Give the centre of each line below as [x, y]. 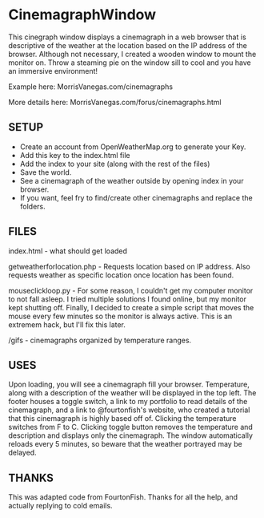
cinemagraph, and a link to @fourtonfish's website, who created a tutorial [129, 410]
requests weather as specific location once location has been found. [121, 275]
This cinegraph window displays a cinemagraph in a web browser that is [127, 37]
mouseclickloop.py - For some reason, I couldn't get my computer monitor [131, 290]
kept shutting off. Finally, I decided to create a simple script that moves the [131, 307]
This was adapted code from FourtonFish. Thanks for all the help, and [123, 497]
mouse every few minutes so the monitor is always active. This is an [120, 316]
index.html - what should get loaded [68, 251]
